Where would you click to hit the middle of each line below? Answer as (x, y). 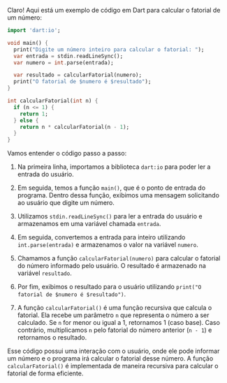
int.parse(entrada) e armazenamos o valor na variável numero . (108, 245)
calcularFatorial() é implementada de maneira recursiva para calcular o (113, 366)
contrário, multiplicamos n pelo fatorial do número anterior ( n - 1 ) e (115, 330)
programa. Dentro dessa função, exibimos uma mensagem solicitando (118, 195)
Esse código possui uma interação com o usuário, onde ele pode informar (113, 351)
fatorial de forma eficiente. (45, 373)
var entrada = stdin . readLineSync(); (68, 56)
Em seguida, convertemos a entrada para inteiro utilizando (101, 237)
